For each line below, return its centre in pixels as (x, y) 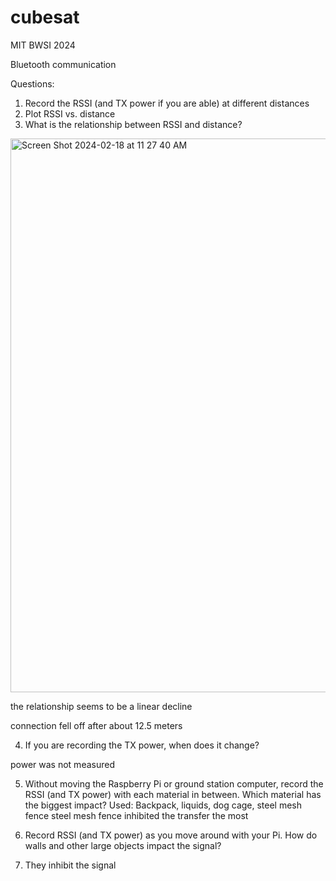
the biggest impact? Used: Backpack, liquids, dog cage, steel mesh (163, 805)
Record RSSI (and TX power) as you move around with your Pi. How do (171, 835)
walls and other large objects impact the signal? (123, 845)
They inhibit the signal (70, 865)
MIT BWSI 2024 (43, 45)
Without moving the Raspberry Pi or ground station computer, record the (174, 783)
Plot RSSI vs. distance (70, 113)
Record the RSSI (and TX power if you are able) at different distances (167, 103)
